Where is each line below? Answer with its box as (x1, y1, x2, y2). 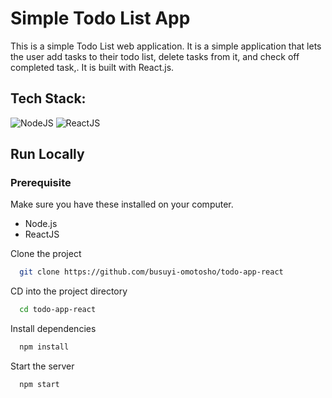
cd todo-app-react (19, 305, 97, 315)
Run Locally (10, 146, 85, 163)
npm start (19, 380, 60, 390)
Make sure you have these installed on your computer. (10, 198, 234, 211)
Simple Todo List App (10, 7, 191, 30)
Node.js (24, 218, 58, 230)
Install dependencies (10, 323, 97, 335)
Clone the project (10, 248, 82, 260)
